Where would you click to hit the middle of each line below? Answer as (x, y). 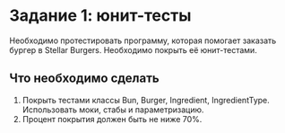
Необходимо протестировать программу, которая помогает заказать (143, 40)
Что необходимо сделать (84, 79)
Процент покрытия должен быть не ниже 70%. (112, 119)
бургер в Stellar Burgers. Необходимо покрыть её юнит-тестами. (133, 49)
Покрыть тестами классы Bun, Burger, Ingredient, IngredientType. (146, 100)
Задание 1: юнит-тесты (100, 16)
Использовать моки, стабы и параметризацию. (113, 110)
